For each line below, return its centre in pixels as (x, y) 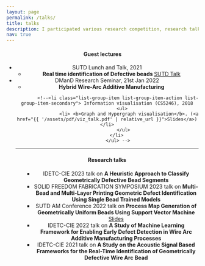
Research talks (107, 159)
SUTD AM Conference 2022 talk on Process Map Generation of (116, 206)
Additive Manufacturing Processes (116, 238)
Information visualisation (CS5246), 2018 (138, 103)
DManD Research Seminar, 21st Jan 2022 (107, 80)
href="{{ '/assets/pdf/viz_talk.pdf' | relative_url (85, 119)
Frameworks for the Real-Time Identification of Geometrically (116, 251)
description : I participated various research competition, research (97, 29)
